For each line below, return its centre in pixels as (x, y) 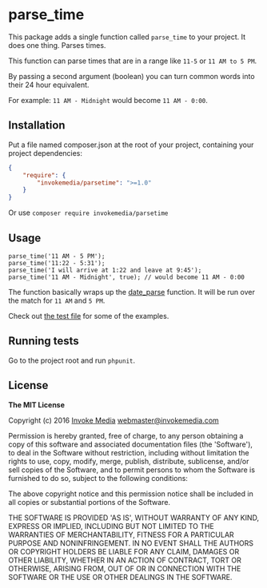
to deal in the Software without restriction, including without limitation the (129, 452)
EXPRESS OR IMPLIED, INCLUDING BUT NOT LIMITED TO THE (111, 526)
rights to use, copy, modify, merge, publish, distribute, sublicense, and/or (129, 461)
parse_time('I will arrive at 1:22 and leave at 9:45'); (105, 270)
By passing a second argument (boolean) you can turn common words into (132, 76)
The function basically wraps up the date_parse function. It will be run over (132, 292)
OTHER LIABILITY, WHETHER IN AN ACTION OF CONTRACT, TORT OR (125, 560)
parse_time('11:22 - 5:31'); (57, 263)
